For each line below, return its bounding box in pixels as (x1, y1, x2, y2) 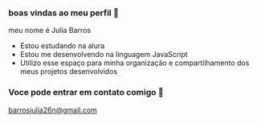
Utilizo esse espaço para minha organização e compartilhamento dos (19, 58, 250, 68)
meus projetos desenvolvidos (19, 67, 118, 76)
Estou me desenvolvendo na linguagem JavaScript (19, 50, 188, 59)
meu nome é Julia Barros (8, 26, 91, 35)
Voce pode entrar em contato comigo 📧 (8, 87, 164, 98)
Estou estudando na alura (19, 41, 105, 51)
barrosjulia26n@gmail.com (8, 105, 98, 115)
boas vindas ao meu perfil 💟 (8, 7, 119, 18)
